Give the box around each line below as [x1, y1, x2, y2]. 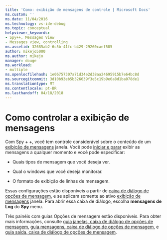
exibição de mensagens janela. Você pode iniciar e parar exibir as [5, 144, 140, 150]
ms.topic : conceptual [5, 26, 50, 31]
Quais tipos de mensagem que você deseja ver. [12, 159, 110, 165]
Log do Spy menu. [5, 204, 43, 210]
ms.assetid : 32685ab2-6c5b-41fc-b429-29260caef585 [5, 44, 113, 49]
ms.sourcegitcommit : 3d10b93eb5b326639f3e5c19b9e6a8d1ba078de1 [5, 77, 140, 81]
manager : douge [5, 58, 37, 63]
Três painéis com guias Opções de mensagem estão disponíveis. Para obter [5, 213, 162, 219]
